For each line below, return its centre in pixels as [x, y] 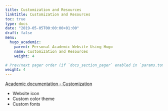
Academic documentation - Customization [49, 84]
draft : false [19, 33]
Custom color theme [33, 99]
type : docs [16, 24]
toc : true [15, 19]
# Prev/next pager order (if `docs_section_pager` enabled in [71, 65]
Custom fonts [26, 104]
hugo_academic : [25, 42]
